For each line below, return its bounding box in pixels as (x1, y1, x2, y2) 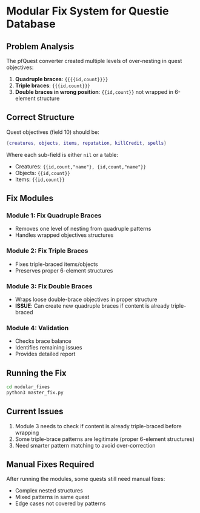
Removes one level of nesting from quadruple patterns (15, 225, 152, 233)
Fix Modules (6, 193, 53, 204)
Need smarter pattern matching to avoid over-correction (15, 442, 156, 449)
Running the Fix (6, 368, 67, 378)
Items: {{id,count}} (15, 176, 65, 183)
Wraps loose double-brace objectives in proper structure (15, 296, 158, 303)
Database (6, 17, 56, 31)
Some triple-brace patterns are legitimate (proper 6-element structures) (15, 435, 195, 443)
